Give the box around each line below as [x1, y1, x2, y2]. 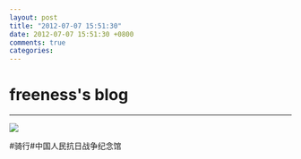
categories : [9, 46, 54, 55]
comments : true [9, 38, 66, 47]
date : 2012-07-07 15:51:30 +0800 [9, 29, 134, 38]
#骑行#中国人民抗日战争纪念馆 [9, 140, 122, 152]
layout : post [9, 13, 58, 22]
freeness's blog [9, 85, 129, 105]
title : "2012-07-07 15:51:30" [9, 21, 123, 30]
